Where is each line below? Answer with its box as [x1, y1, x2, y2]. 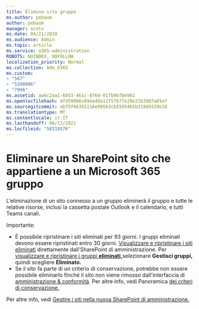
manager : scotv [6, 25, 44, 32]
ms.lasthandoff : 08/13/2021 [6, 121, 77, 127]
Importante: [6, 221, 35, 229]
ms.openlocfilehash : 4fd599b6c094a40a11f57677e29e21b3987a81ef [6, 98, 168, 104]
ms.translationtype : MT [6, 109, 66, 115]
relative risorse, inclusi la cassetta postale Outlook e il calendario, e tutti [6, 203, 184, 211]
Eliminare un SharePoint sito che [6, 152, 171, 166]
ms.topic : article [6, 43, 52, 49]
